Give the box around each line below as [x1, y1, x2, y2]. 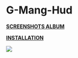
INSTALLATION [6, 34, 44, 41]
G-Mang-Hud [6, 4, 73, 17]
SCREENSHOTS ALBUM [6, 23, 65, 30]
